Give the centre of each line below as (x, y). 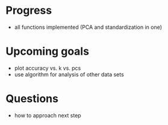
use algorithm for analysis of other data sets (69, 74)
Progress (29, 11)
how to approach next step (48, 115)
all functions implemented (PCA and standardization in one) (88, 27)
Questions (32, 99)
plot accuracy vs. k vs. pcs (48, 68)
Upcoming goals (48, 51)
